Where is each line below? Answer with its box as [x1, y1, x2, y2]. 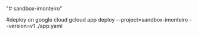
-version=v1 [6, 23, 36, 29]
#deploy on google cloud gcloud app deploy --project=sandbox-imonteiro [6, 16, 188, 23]
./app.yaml [36, 23, 63, 29]
